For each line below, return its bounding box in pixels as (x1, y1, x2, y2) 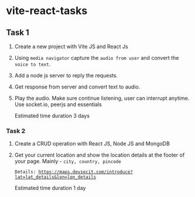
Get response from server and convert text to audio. (14, 83, 141, 90)
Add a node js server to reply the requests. (14, 72, 118, 79)
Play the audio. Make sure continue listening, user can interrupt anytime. (14, 95, 190, 101)
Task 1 (6, 28, 29, 38)
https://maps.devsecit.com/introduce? (38, 169, 133, 175)
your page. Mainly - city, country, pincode (14, 158, 121, 165)
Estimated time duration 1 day (14, 185, 86, 192)
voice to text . (14, 60, 51, 67)
